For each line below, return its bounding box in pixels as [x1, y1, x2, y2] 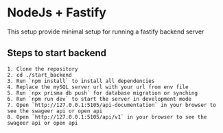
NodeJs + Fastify [7, 5, 106, 21]
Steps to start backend [7, 47, 106, 59]
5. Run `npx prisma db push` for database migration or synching [7, 89, 198, 97]
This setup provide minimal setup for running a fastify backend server [7, 27, 204, 36]
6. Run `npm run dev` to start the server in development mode [7, 95, 192, 102]
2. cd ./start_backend [7, 71, 72, 78]
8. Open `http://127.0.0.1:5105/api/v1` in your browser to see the [7, 113, 207, 121]
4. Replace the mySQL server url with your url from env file [7, 84, 189, 90]
